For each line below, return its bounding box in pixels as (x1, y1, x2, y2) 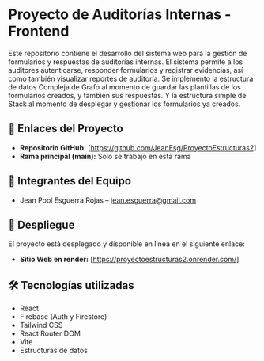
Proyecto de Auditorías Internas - (8, 6, 232, 24)
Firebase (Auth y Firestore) (19, 312, 107, 321)
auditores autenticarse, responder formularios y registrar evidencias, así (8, 65, 243, 74)
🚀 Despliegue (8, 218, 75, 231)
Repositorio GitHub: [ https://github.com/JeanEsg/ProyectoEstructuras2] (19, 142, 257, 152)
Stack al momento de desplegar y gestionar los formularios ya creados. (8, 99, 241, 108)
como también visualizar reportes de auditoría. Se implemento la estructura (8, 74, 254, 83)
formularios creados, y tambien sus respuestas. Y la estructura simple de (8, 90, 247, 100)
